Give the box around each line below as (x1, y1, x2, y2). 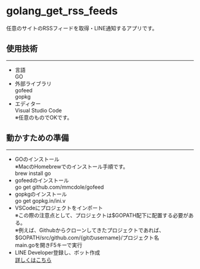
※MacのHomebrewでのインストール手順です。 (14, 162, 129, 170)
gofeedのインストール (14, 177, 70, 184)
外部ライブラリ (14, 80, 52, 87)
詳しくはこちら (14, 256, 52, 263)
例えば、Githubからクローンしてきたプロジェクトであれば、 (18, 226, 165, 233)
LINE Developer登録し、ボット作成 (14, 249, 100, 256)
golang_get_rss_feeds (6, 4, 118, 18)
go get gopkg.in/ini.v (14, 197, 66, 204)
